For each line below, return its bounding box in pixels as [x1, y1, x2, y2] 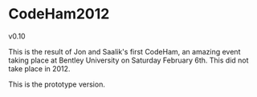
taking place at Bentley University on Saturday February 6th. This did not [8, 55, 249, 65]
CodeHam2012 [8, 5, 110, 23]
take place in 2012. [8, 63, 71, 73]
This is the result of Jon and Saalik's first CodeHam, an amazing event [8, 46, 241, 56]
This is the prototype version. [8, 79, 106, 89]
